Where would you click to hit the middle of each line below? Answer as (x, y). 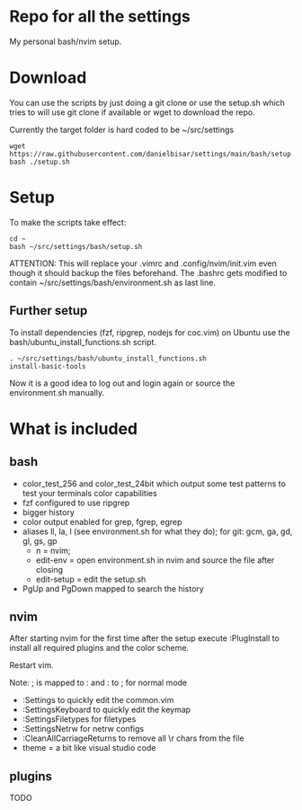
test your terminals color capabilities (89, 493)
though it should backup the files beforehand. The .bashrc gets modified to (148, 272)
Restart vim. (31, 665)
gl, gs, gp (40, 540)
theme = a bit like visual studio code (89, 748)
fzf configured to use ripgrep (76, 503)
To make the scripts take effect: (68, 222)
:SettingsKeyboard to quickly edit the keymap (107, 710)
